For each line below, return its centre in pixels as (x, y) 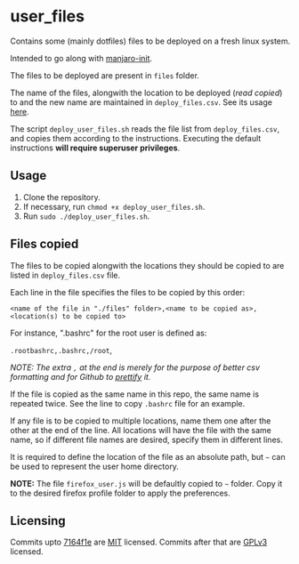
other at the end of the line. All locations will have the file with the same (141, 430)
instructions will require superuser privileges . (95, 148)
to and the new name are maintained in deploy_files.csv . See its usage (141, 102)
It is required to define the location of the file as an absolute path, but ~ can (148, 456)
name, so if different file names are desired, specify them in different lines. (146, 439)
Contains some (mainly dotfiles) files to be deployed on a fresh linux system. (150, 41)
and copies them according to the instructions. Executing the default (136, 138)
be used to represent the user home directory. (94, 466)
